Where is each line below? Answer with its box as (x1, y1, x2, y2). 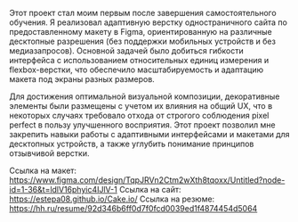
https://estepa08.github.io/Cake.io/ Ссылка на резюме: (9, 193, 215, 204)
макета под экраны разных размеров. (9, 74, 156, 84)
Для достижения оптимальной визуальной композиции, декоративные (9, 91, 280, 102)
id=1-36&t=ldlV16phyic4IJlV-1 (9, 185, 117, 194)
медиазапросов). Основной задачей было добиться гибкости (9, 45, 245, 56)
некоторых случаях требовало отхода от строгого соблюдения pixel (9, 111, 270, 120)
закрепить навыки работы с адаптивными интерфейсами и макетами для (9, 129, 291, 139)
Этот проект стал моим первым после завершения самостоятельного (9, 8, 278, 18)
